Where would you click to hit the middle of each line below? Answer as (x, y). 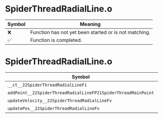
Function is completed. (56, 40)
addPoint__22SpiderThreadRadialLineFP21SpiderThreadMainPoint (81, 93)
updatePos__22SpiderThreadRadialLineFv (53, 108)
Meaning (90, 24)
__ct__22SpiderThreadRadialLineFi (47, 85)
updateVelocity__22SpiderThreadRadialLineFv (60, 100)
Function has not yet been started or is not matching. (90, 32)
